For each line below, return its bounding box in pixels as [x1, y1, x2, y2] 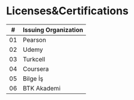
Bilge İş [23, 74, 43, 83]
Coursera [23, 64, 49, 73]
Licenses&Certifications [6, 4, 129, 18]
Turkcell [23, 55, 46, 63]
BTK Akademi [23, 84, 61, 92]
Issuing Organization [23, 26, 83, 34]
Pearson [23, 36, 46, 44]
